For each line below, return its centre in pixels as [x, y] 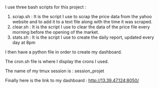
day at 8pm [24, 43]
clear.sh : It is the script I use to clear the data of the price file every [81, 27]
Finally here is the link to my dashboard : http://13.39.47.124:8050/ [72, 80]
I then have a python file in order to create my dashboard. [64, 52]
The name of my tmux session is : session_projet [55, 71]
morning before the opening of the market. [56, 32]
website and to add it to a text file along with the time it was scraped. [82, 22]
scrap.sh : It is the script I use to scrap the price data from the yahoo [82, 16]
